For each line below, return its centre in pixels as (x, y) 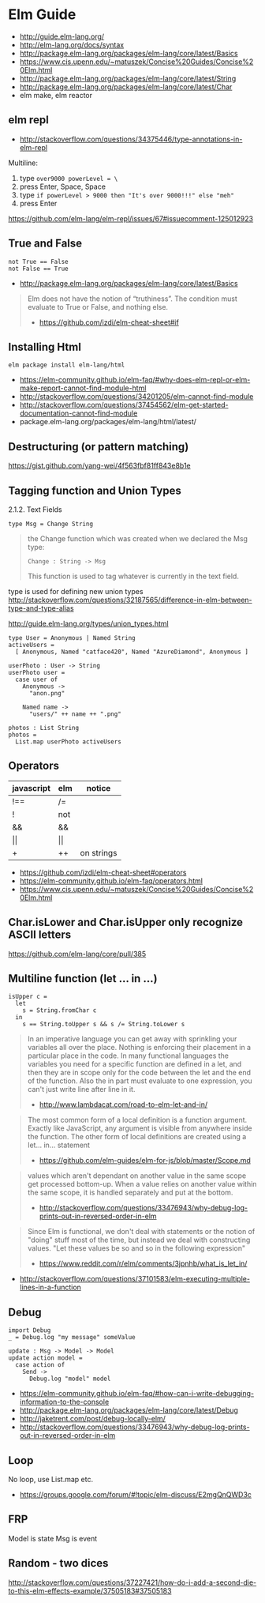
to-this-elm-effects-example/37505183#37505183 (90, 1590)
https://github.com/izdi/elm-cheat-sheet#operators (103, 872)
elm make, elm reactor (56, 95)
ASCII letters (40, 935)
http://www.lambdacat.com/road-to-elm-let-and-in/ (123, 1104)
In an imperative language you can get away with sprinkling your (132, 1039)
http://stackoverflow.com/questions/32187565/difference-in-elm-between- (130, 600)
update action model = (45, 1358)
